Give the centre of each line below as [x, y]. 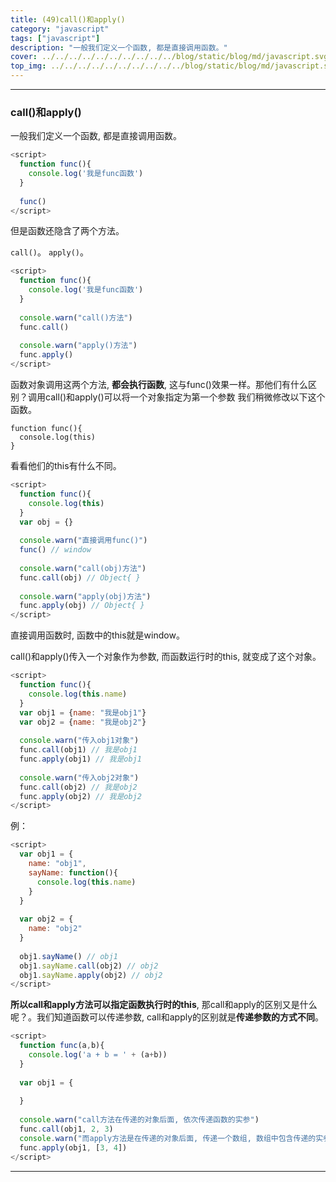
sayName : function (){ [73, 872]
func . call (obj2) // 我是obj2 [78, 787]
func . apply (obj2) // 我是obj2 [80, 796]
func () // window [55, 550]
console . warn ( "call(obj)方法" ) [83, 568]
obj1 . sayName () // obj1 [68, 956]
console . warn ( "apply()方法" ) [78, 346]
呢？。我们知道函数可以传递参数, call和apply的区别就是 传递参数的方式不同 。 [167, 1017]
